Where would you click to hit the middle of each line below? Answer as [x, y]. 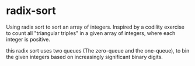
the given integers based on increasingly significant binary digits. [85, 57]
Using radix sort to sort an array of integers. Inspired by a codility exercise [95, 27]
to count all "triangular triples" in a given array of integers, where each [91, 33]
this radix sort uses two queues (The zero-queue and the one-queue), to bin [98, 50]
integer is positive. [28, 39]
